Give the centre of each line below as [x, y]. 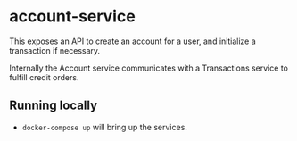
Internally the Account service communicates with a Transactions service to [148, 68]
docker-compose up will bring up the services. [104, 127]
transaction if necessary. [55, 50]
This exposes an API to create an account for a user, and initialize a [132, 41]
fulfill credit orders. [44, 77]
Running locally [54, 106]
